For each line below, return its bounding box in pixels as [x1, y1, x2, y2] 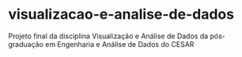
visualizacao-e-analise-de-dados [8, 5, 235, 23]
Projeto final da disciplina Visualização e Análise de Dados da [8, 31, 209, 41]
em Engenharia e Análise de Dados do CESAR [44, 39, 195, 48]
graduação [8, 39, 43, 48]
